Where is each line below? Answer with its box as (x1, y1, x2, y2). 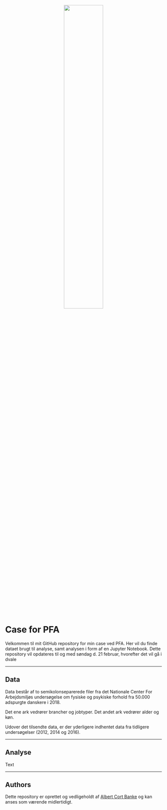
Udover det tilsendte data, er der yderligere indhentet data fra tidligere (5, 724, 150, 730)
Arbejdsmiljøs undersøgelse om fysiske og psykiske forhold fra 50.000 (5, 694, 150, 700)
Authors (5, 780, 31, 789)
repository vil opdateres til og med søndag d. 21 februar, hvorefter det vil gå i (5, 651, 162, 657)
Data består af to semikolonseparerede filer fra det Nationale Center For (5, 688, 153, 694)
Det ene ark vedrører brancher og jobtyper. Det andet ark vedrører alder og (5, 709, 159, 715)
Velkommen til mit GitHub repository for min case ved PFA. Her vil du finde (5, 640, 158, 646)
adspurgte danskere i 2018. (5, 699, 61, 705)
